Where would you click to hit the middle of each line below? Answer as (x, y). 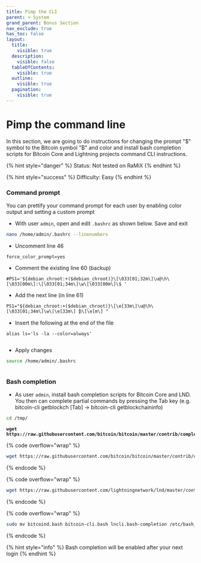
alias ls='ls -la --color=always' (49, 333)
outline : (22, 78)
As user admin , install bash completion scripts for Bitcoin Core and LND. (103, 394)
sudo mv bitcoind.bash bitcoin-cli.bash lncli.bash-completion (87, 524)
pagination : (27, 90)
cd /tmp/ (17, 418)
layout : (16, 39)
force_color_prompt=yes (36, 257)
